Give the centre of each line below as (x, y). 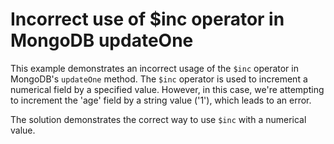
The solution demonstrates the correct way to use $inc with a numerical (158, 119)
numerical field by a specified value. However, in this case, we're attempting (167, 89)
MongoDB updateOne (102, 40)
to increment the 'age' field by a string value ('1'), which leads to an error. (161, 100)
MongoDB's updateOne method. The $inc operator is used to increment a (159, 79)
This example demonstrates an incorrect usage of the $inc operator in (154, 68)
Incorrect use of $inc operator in (147, 19)
